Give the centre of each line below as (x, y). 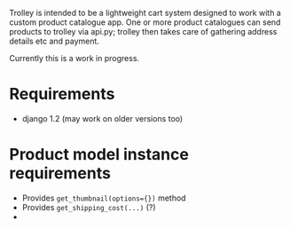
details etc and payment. (55, 41)
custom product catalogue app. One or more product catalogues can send (145, 22)
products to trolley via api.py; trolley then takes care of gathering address (143, 31)
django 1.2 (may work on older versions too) (102, 118)
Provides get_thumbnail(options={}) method (104, 198)
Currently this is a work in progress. (74, 58)
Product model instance (99, 155)
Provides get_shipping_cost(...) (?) (89, 207)
